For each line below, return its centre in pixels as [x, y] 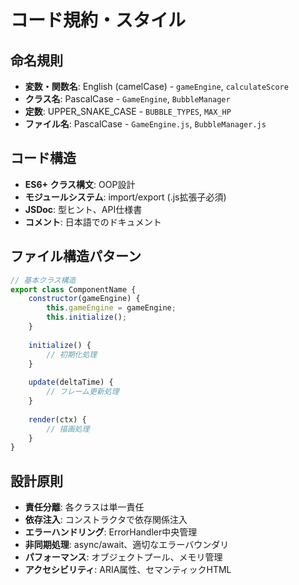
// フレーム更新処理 [83, 392]
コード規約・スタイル [98, 20]
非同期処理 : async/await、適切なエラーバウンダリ [127, 545]
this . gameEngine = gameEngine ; [111, 308]
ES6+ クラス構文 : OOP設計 [80, 184]
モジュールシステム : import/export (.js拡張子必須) [125, 197]
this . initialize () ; [87, 317]
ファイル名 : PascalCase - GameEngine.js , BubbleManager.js [145, 124]
